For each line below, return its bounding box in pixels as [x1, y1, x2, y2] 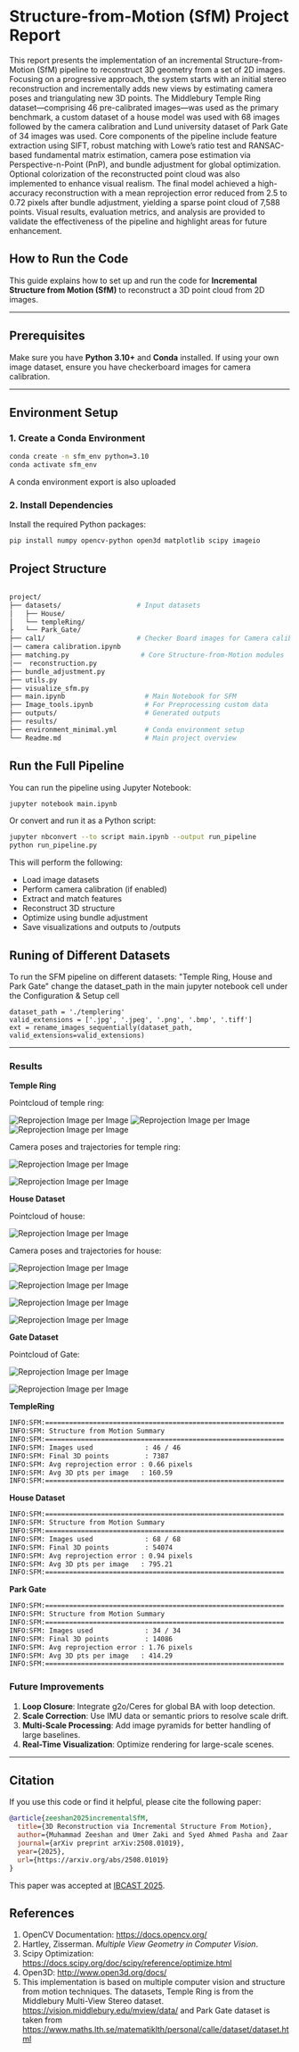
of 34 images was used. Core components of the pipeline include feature [9, 130, 278, 141]
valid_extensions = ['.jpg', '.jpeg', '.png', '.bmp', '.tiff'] [9, 1015, 253, 1024]
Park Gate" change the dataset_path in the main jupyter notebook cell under [9, 980, 288, 992]
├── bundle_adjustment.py [9, 667, 105, 676]
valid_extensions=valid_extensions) [9, 1031, 145, 1040]
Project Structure [9, 561, 107, 577]
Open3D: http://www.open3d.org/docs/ [21, 1967, 167, 1978]
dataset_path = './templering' [9, 1007, 125, 1017]
